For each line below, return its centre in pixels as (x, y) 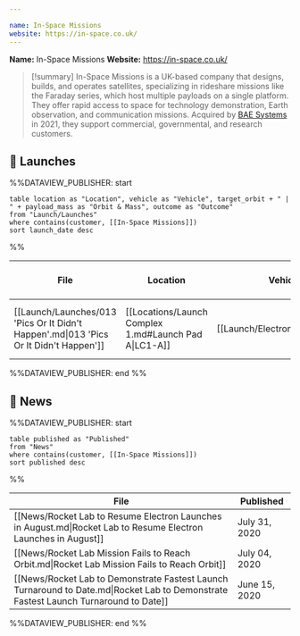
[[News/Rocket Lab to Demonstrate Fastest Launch (121, 579)
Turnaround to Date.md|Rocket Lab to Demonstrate (121, 590)
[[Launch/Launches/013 (66, 312)
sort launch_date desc (51, 230)
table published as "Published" (69, 439)
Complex (144, 323)
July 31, (254, 522)
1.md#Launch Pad (164, 334)
